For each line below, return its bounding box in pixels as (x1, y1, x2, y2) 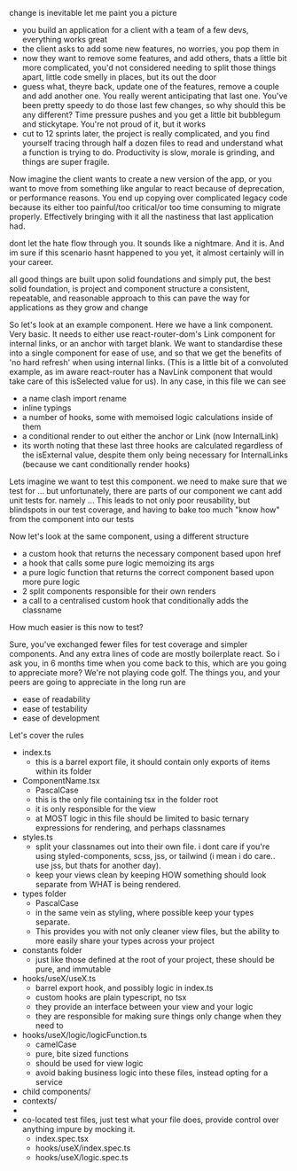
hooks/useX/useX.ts (21, 973, 96, 983)
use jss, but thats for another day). (35, 860, 161, 870)
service (35, 1077, 64, 1087)
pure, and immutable (35, 964, 112, 974)
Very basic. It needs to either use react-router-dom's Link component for (9, 329, 276, 340)
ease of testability (21, 704, 88, 714)
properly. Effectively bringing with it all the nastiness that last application (9, 212, 274, 222)
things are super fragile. (21, 157, 110, 167)
